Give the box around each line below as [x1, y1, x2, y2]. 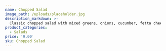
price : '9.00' [5, 34, 35, 39]
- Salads [9, 30, 28, 34]
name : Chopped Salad [5, 7, 48, 12]
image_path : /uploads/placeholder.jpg [5, 12, 85, 17]
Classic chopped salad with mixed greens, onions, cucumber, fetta [9, 20, 152, 26]
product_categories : [5, 25, 48, 30]
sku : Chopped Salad [5, 39, 45, 44]
